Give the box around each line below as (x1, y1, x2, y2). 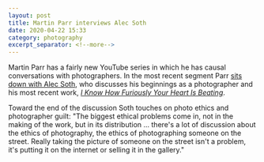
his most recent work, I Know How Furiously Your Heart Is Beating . (8, 88, 225, 97)
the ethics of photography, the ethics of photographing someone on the (8, 128, 242, 138)
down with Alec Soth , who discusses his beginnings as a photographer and (8, 80, 253, 89)
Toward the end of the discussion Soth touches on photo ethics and (8, 104, 229, 113)
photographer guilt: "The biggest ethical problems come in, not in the (8, 111, 234, 121)
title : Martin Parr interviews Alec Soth (8, 19, 147, 27)
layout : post (8, 11, 51, 20)
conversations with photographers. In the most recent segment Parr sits (8, 71, 243, 81)
